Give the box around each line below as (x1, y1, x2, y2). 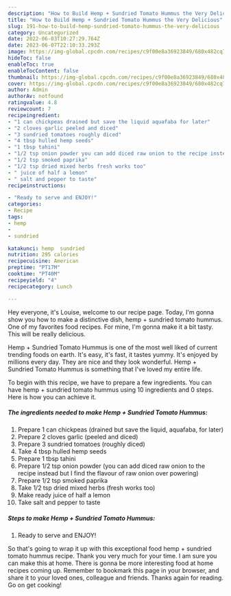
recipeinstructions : (8, 182, 67, 189)
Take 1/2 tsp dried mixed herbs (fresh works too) (17, 484, 156, 492)
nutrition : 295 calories (8, 251, 79, 258)
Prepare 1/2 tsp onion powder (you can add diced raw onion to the (17, 462, 205, 470)
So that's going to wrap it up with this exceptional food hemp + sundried (8, 545, 212, 553)
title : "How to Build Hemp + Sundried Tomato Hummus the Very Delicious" (8, 16, 223, 23)
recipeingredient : (8, 112, 60, 119)
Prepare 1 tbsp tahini (17, 455, 76, 463)
